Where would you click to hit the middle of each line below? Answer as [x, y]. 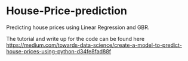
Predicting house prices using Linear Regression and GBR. [78, 27]
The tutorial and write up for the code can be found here [75, 38]
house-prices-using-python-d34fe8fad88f [59, 51]
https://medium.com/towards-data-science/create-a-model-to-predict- [94, 45]
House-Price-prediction [67, 11]
